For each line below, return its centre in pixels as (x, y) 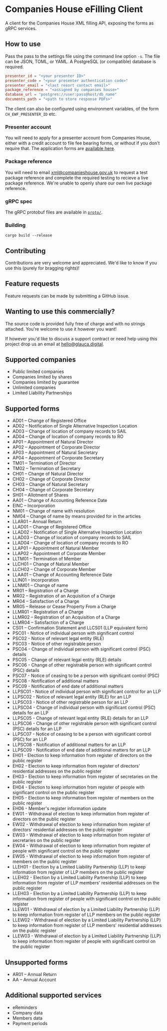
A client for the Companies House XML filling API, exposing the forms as (80, 23)
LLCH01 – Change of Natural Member (51, 564)
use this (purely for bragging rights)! (42, 268)
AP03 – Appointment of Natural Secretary (55, 452)
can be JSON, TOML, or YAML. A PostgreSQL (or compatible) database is (81, 61)
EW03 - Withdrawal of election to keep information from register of (81, 835)
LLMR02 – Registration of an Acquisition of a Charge (66, 617)
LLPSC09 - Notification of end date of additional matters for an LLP (81, 750)
